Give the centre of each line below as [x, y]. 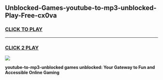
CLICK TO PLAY [24, 30]
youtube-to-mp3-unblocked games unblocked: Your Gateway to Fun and [80, 67]
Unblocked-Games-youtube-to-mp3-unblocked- [81, 8]
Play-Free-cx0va [31, 16]
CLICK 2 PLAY [22, 48]
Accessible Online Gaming [32, 72]
